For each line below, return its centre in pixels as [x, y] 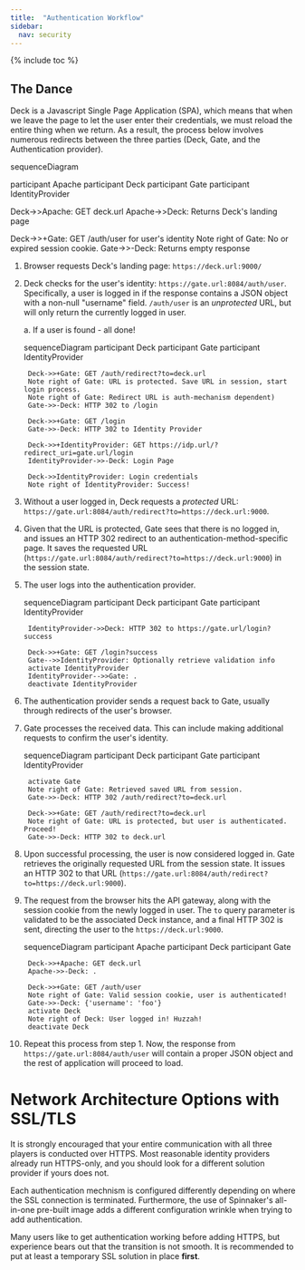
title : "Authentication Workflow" [77, 18]
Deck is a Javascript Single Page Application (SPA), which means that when [152, 111]
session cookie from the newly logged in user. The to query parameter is [159, 910]
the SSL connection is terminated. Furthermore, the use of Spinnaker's [142, 1200]
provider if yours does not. [60, 1173]
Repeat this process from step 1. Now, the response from [129, 1044]
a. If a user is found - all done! [79, 330]
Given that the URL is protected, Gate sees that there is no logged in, [151, 529]
